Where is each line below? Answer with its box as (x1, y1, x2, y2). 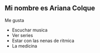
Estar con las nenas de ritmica (11, 37, 74, 43)
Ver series (11, 32, 33, 38)
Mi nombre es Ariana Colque (4, 4, 95, 12)
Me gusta (4, 17, 24, 23)
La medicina (11, 42, 37, 49)
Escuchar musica (11, 27, 48, 33)
